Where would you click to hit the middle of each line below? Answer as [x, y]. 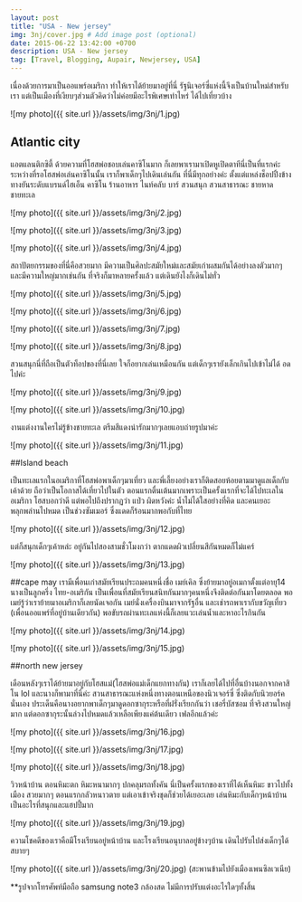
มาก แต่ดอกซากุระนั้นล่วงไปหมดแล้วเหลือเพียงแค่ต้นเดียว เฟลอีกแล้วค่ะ [114, 713]
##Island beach [39, 462]
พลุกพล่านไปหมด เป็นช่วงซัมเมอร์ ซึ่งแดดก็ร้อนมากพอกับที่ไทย [101, 510]
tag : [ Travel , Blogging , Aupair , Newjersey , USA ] [106, 60]
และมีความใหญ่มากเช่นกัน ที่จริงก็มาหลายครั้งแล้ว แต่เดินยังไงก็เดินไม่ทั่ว [115, 275]
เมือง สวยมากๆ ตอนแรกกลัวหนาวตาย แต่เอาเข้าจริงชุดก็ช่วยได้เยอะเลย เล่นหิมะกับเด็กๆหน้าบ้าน [149, 794]
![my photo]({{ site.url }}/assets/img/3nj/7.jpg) [95, 328]
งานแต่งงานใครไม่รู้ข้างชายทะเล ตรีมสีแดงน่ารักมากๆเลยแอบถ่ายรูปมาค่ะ [114, 427]
